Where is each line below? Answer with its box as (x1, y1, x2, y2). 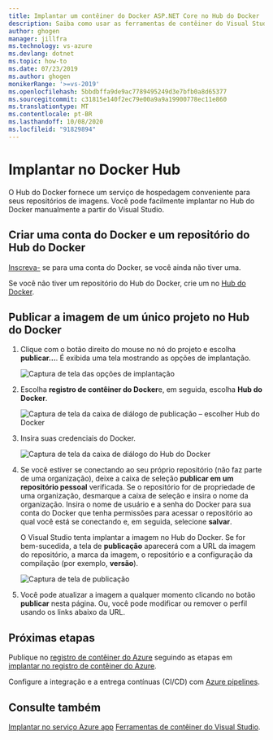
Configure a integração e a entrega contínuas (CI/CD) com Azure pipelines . (8, 677, 260, 687)
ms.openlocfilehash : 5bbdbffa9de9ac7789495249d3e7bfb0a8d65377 (8, 87, 227, 96)
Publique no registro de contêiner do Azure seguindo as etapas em (8, 652, 233, 663)
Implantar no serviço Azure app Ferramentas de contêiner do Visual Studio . (8, 721, 261, 732)
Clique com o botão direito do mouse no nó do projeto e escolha (19, 345, 236, 355)
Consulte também (8, 700, 102, 714)
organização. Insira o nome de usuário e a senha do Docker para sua (19, 499, 252, 509)
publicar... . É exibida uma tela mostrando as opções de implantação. (19, 353, 252, 363)
